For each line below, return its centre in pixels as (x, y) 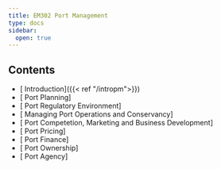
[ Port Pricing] (43, 131)
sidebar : (23, 30)
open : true (33, 38)
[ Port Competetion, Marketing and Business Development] (116, 123)
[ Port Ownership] (49, 148)
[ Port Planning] (45, 98)
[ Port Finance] (44, 140)
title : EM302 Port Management (58, 15)
